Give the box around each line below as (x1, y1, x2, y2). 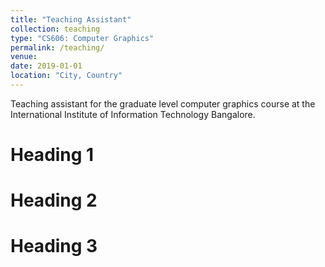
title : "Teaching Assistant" (10, 14, 132, 25)
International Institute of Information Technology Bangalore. (10, 108, 256, 120)
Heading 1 (10, 144, 95, 166)
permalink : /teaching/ (10, 42, 105, 53)
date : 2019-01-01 (10, 61, 83, 71)
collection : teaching (10, 24, 101, 34)
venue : (10, 52, 38, 62)
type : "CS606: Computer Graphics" (10, 33, 155, 43)
